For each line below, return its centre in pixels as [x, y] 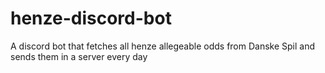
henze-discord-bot [91, 18]
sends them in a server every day [79, 56]
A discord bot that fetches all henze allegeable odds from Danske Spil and [163, 46]
